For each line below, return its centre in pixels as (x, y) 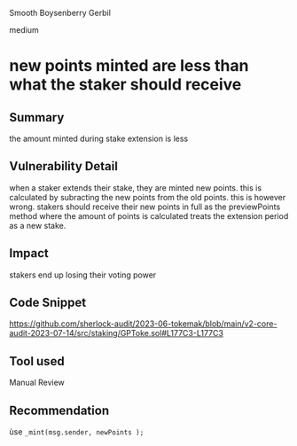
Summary (37, 117)
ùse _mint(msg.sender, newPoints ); (77, 432)
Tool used (37, 361)
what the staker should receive (125, 85)
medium (24, 30)
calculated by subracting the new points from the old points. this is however (148, 197)
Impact (29, 253)
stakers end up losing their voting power (83, 275)
